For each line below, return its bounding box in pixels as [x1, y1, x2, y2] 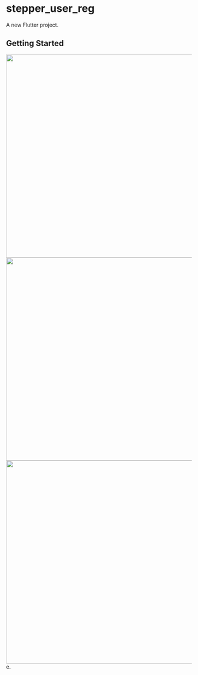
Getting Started [6, 38, 64, 48]
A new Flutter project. [6, 21, 59, 28]
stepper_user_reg [6, 2, 95, 15]
